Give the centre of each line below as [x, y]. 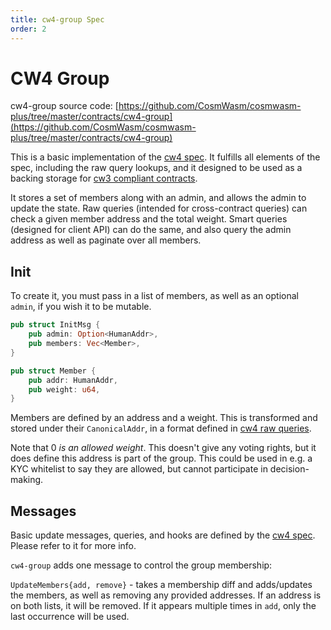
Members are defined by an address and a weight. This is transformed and [164, 418]
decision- [289, 469]
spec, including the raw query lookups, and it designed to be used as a [156, 168]
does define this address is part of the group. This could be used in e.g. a [161, 458]
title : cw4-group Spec [57, 19]
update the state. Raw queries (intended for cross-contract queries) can [159, 208]
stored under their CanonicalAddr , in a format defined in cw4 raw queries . [161, 428]
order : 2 [28, 29]
